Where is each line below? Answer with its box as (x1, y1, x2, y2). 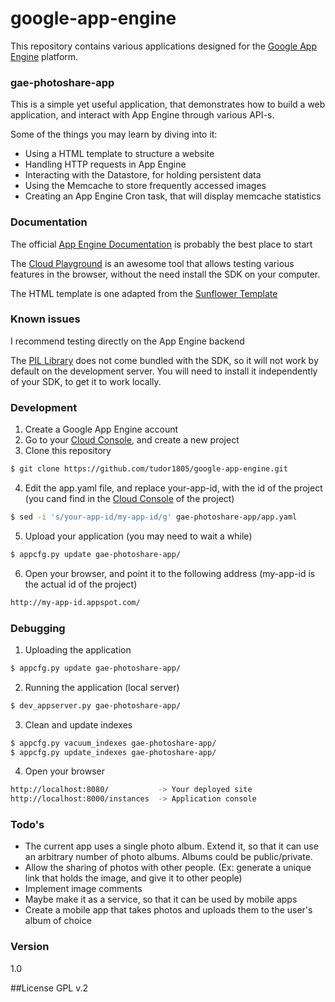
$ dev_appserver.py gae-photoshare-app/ (10, 700, 182, 711)
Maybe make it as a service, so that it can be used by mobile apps (24, 893, 298, 906)
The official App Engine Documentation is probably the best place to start (10, 238, 313, 250)
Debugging (10, 621, 66, 635)
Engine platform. (10, 50, 79, 62)
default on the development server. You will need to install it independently (10, 365, 318, 377)
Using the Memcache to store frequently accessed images (24, 180, 267, 192)
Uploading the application (24, 643, 132, 656)
